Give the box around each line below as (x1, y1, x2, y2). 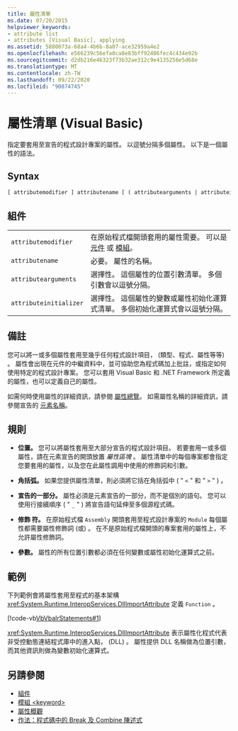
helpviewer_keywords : (7, 23, 72, 30)
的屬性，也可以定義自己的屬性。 (7, 377, 101, 385)
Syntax (7, 170, 40, 182)
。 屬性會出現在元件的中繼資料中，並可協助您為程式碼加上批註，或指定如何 (7, 359, 227, 368)
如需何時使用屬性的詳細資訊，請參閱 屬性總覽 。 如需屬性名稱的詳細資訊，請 (7, 392, 228, 400)
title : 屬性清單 (7, 10, 51, 18)
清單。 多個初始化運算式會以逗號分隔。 (97, 304, 227, 314)
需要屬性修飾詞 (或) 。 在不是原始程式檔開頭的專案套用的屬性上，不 (30, 524, 227, 533)
